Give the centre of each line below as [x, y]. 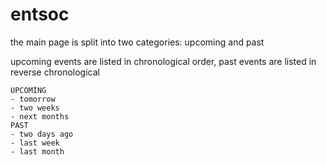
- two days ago [42, 134]
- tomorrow [33, 99]
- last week [35, 143]
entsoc [40, 14]
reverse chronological [55, 72]
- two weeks [35, 108]
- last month [37, 151]
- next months [40, 116]
